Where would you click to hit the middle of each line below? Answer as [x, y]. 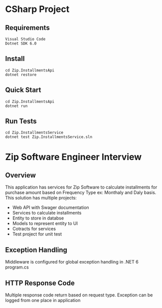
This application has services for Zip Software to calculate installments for [81, 187]
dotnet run [16, 106]
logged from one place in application [43, 300]
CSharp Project [37, 9]
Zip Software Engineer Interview [74, 157]
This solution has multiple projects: [41, 198]
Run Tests [21, 121]
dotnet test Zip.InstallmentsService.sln [49, 137]
